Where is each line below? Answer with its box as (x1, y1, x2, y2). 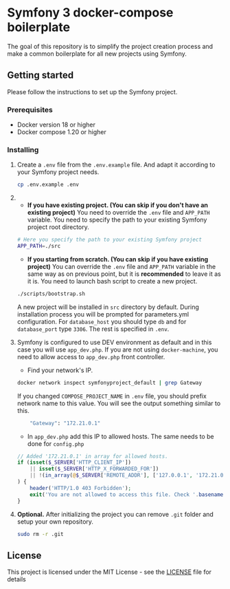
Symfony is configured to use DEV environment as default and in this (16, 338, 212, 346)
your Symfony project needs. (16, 168, 100, 176)
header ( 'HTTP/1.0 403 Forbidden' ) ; (30, 484, 132, 491)
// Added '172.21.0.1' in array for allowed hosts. (16, 453, 168, 460)
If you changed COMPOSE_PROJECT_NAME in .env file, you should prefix (16, 392, 207, 400)
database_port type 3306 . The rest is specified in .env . (16, 325, 170, 333)
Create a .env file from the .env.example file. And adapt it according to (16, 160, 216, 169)
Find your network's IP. (27, 366, 93, 374)
